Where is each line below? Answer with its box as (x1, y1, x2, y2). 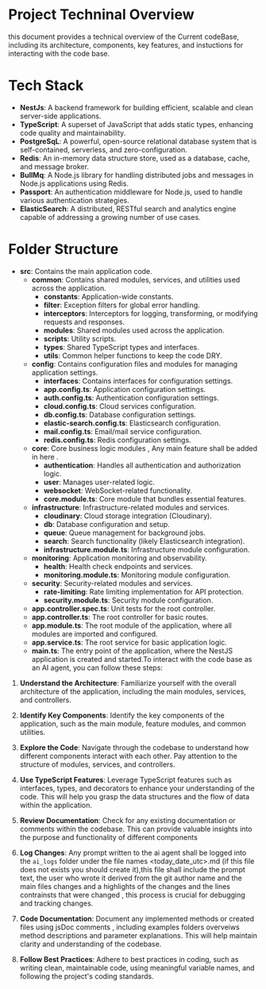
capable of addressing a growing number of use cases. (19, 212, 201, 221)
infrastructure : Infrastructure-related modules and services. (31, 502, 230, 512)
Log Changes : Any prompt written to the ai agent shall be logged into (19, 848, 247, 857)
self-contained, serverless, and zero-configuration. (19, 144, 188, 154)
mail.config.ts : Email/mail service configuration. (43, 426, 202, 436)
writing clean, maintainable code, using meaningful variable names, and (19, 963, 256, 972)
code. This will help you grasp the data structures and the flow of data (19, 791, 250, 801)
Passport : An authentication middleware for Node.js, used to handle (19, 187, 243, 196)
